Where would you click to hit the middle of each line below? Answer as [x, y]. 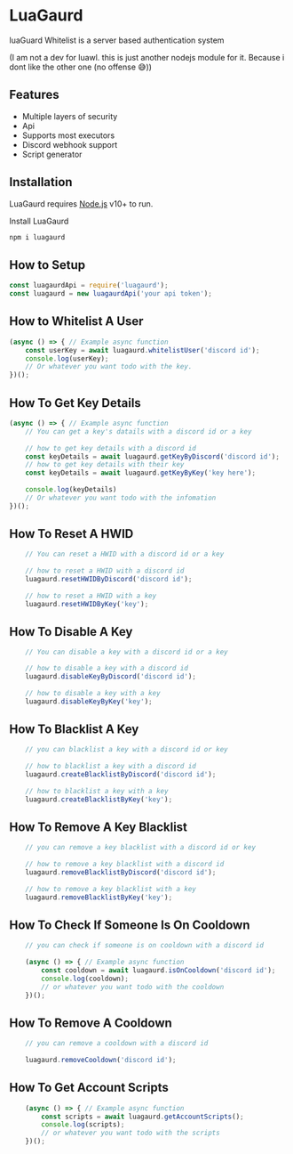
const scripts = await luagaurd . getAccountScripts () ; [143, 1117]
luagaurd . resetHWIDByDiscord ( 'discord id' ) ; [109, 580]
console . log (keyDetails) [71, 490]
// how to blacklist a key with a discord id [111, 767]
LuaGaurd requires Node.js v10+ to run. [81, 203]
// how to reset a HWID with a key [91, 596]
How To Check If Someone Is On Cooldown [130, 925]
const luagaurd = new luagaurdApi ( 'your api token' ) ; [111, 294]
